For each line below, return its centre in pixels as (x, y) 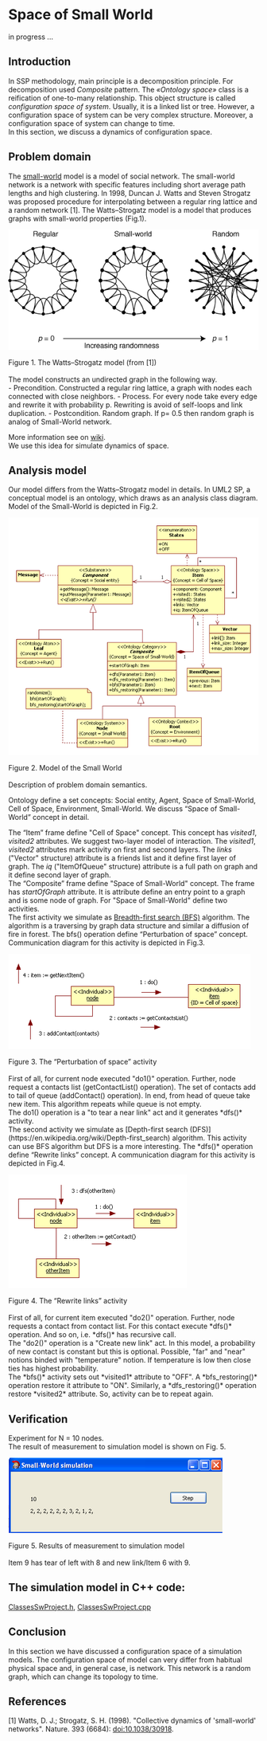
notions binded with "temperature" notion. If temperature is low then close (130, 1360)
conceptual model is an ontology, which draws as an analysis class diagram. (133, 498)
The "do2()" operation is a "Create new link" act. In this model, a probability (132, 1343)
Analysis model (48, 471)
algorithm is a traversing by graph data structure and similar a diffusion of (129, 926)
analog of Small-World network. (60, 422)
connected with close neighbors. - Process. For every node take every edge (133, 396)
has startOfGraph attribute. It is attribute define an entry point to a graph (127, 892)
